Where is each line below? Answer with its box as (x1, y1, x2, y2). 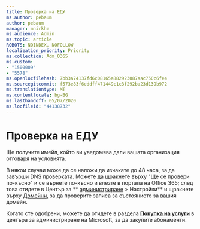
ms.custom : (6, 59, 34, 65)
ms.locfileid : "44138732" (6, 103, 71, 109)
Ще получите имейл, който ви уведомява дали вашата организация (6, 149, 180, 156)
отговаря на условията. (6, 155, 66, 162)
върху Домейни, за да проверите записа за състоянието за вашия (6, 192, 177, 199)
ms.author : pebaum (6, 14, 52, 20)
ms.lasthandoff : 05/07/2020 (6, 97, 77, 103)
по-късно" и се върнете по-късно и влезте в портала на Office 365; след (6, 179, 193, 187)
